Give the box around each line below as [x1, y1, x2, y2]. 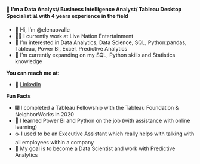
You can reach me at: [6, 69, 60, 76]
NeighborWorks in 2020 [14, 111, 75, 117]
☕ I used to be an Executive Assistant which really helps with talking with [14, 130, 195, 137]
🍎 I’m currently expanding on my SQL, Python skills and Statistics [14, 51, 176, 58]
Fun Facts [6, 92, 31, 100]
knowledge [14, 58, 43, 65]
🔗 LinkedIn [14, 81, 41, 88]
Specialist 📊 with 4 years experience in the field [6, 13, 128, 19]
